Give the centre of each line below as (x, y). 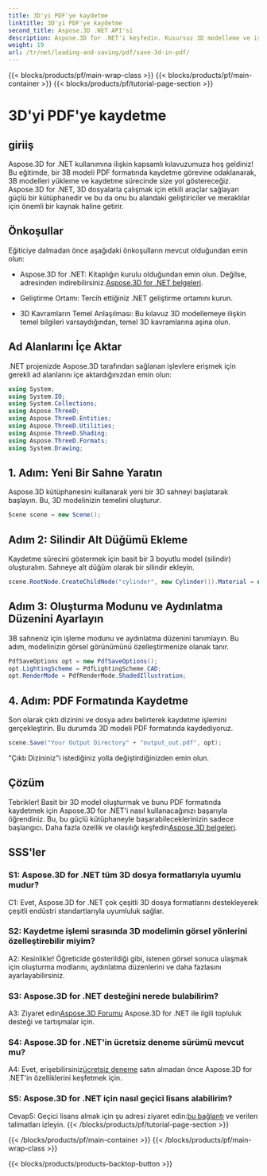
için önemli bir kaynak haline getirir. (66, 206)
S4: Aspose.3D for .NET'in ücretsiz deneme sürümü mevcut (126, 1043)
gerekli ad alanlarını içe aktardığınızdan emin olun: (90, 374)
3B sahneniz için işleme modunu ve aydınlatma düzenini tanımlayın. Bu (124, 638)
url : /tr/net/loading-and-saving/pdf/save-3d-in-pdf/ (99, 52)
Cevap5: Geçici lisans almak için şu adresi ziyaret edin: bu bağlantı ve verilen (133, 1116)
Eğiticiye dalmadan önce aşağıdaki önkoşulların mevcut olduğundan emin (128, 250)
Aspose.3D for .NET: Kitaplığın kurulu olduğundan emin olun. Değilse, (133, 274)
